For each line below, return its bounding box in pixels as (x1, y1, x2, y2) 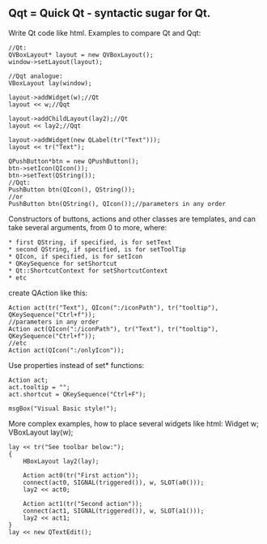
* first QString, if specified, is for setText (8, 238, 172, 246)
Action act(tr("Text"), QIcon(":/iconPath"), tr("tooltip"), (8, 303, 219, 311)
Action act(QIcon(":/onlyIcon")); (8, 346, 125, 354)
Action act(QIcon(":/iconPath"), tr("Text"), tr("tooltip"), (8, 324, 219, 333)
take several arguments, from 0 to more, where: (8, 222, 167, 232)
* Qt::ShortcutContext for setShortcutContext (8, 267, 168, 275)
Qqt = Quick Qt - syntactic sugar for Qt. (8, 6, 211, 20)
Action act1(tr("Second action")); (23, 499, 143, 508)
